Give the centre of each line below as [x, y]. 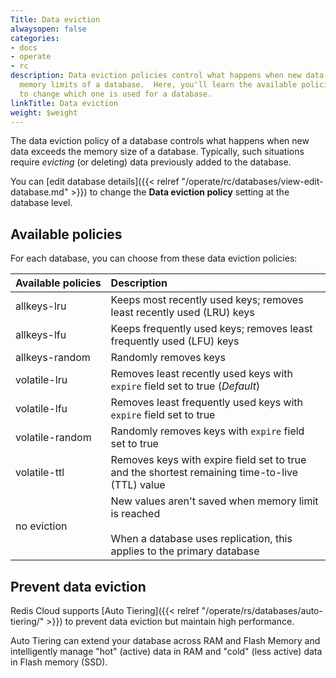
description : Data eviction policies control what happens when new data [167, 76]
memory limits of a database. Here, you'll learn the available [158, 85]
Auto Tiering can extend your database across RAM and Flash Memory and [165, 640]
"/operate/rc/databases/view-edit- [252, 182]
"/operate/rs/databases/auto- [262, 610]
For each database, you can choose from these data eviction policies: [154, 258]
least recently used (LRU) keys [182, 313]
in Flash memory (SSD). [59, 662]
